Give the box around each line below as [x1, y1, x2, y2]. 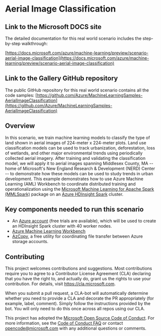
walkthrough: [21, 41, 48, 46]
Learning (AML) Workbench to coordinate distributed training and [5, 181, 136, 187]
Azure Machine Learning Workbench [12, 229, 86, 234]
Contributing [5, 253, 45, 261]
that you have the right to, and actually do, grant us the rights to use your [5, 276, 151, 282]
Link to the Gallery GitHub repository [5, 74, 118, 83]
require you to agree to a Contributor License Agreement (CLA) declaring [5, 271, 151, 276]
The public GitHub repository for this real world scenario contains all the [5, 87, 149, 93]
